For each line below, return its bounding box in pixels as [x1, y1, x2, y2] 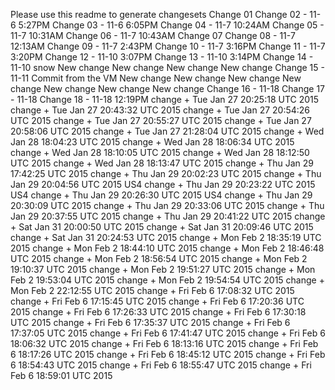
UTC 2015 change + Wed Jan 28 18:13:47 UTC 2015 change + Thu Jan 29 [10, 157, 315, 169]
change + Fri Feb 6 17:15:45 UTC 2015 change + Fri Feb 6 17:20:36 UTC [10, 295, 305, 307]
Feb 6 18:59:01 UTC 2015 [10, 370, 113, 381]
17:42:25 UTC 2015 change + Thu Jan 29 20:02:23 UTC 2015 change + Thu [10, 168, 322, 179]
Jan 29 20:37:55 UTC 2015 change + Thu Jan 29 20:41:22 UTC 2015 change [10, 210, 326, 222]
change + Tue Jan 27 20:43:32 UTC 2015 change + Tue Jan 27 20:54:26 [10, 104, 311, 116]
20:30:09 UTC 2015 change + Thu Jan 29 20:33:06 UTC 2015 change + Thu [10, 200, 325, 211]
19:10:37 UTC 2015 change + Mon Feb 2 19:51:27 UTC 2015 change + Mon [10, 264, 316, 275]
